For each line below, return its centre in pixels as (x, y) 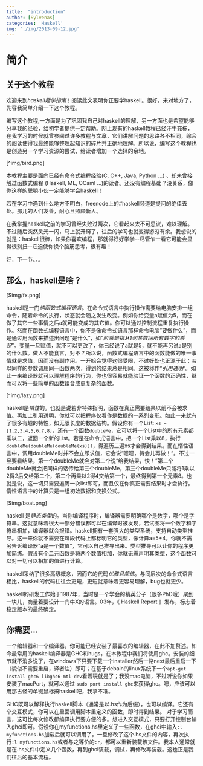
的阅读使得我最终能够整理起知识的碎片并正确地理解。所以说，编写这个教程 (99, 143)
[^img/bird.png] (26, 163)
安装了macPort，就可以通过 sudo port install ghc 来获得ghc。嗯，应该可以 (101, 683)
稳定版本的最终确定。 (33, 609)
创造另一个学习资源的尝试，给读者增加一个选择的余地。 (80, 151)
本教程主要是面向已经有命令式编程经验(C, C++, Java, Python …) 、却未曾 (97, 175)
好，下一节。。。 (25, 259)
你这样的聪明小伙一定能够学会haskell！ (55, 190)
